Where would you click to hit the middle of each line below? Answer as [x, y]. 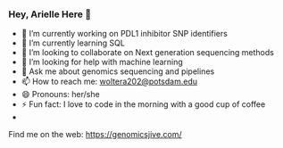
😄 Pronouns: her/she [60, 95]
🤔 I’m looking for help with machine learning [102, 62]
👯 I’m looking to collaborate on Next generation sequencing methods [147, 53]
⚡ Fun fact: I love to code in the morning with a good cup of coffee [143, 104]
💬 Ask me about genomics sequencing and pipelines [118, 71]
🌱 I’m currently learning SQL [73, 43]
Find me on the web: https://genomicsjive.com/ [95, 135]
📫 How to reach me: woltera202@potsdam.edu [109, 82]
